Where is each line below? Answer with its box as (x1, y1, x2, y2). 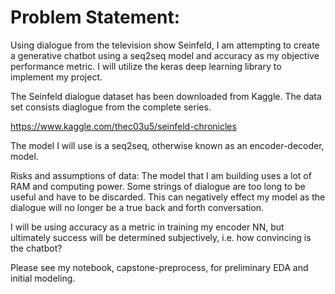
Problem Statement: (10, 6, 181, 29)
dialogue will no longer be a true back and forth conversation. (10, 201, 265, 213)
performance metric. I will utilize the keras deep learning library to (10, 60, 282, 72)
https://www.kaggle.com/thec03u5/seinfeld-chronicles (10, 120, 237, 132)
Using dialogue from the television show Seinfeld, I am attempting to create (10, 39, 320, 51)
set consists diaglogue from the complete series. (10, 101, 212, 113)
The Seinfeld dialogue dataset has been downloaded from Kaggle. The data (10, 90, 322, 102)
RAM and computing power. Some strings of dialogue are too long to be (10, 180, 306, 192)
